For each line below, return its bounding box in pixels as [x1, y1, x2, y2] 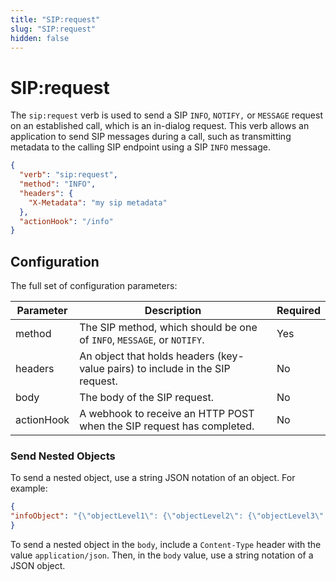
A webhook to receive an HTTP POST [79, 407, 255, 421]
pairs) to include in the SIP [107, 362, 231, 376]
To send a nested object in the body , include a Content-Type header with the [10, 539, 322, 551]
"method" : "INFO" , [19, 179, 97, 190]
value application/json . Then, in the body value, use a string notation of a [10, 549, 314, 561]
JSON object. [10, 560, 66, 572]
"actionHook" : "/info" [19, 216, 114, 226]
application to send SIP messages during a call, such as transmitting [10, 131, 292, 143]
